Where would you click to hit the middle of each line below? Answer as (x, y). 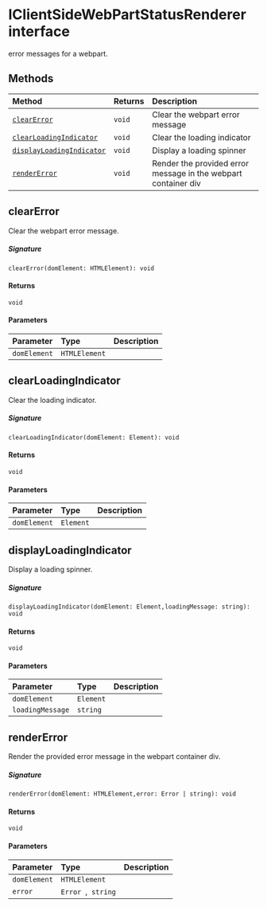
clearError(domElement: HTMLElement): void (81, 268)
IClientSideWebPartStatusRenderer (127, 15)
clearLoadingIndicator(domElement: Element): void (94, 437)
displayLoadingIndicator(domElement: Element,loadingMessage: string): (129, 607)
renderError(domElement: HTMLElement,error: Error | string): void (122, 794)
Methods (31, 78)
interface (39, 31)
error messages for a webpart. (58, 53)
